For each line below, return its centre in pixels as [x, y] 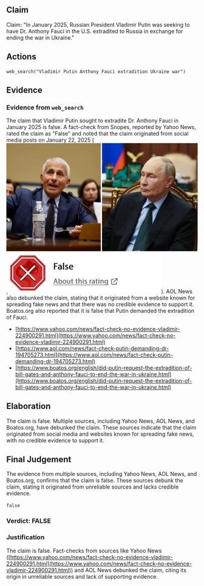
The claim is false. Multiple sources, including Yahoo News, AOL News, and [101, 421]
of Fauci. [17, 317]
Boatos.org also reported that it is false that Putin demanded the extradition [100, 310]
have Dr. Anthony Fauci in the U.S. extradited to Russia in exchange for [95, 31]
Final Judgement [39, 460]
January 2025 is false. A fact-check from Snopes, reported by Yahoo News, [101, 127]
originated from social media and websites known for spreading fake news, [100, 434]
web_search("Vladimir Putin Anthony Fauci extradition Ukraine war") [96, 72]
